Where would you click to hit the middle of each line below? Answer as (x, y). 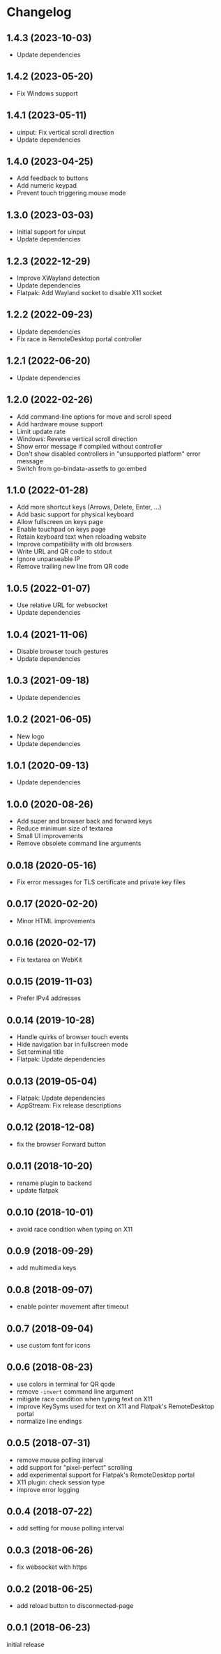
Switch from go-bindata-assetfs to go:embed (82, 468)
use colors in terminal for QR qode (66, 1384)
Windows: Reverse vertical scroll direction (77, 439)
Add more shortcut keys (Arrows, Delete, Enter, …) (89, 507)
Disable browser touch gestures (62, 651)
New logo (30, 736)
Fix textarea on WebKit (49, 960)
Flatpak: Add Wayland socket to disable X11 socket (89, 293)
